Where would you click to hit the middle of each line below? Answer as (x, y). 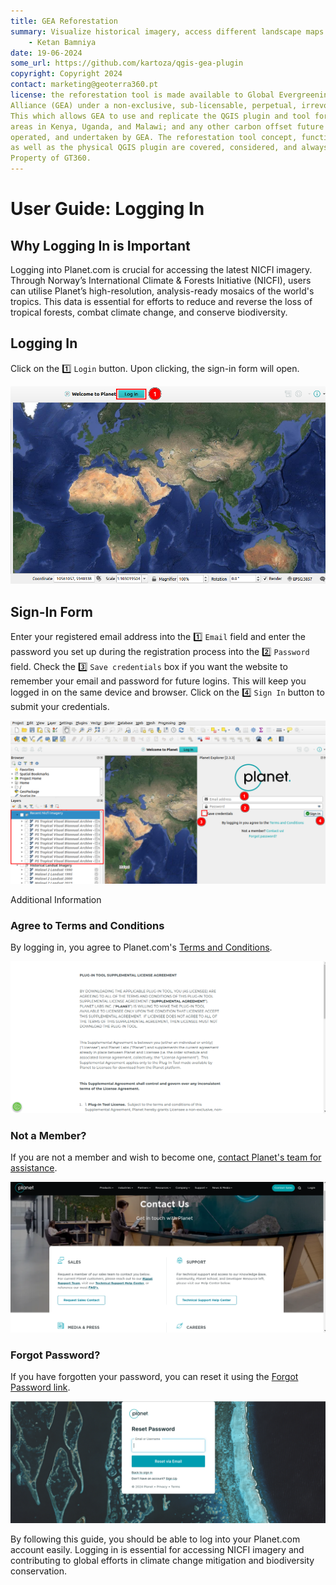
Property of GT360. (51, 158)
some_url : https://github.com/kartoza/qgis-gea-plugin (127, 63)
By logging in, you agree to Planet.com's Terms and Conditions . (141, 947)
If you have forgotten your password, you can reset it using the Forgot (154, 1377)
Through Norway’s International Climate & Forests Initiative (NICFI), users (161, 280)
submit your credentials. (60, 706)
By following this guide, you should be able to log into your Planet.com (155, 1539)
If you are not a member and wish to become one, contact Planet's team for (166, 1157)
